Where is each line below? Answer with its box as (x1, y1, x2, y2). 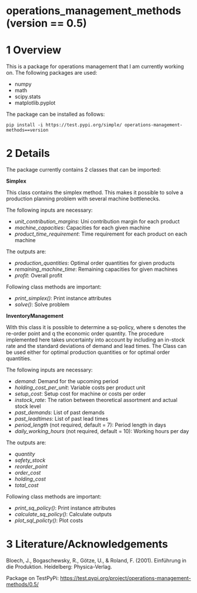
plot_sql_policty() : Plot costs (14, 517, 84, 524)
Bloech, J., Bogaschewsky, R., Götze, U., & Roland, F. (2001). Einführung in (6, 557, 187, 564)
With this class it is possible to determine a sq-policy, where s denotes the (6, 324, 186, 331)
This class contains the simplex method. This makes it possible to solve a (6, 189, 183, 196)
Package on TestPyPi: (6, 575, 59, 581)
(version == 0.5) (6, 16, 87, 30)
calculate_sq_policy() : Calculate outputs (14, 511, 112, 518)
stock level (14, 403, 41, 410)
